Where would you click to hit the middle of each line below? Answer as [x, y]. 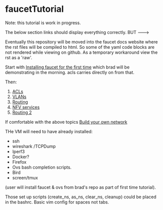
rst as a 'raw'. [19, 57]
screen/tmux [25, 177]
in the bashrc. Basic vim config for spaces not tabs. [57, 202]
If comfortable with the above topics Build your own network [66, 122]
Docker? [21, 157]
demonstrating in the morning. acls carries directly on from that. [70, 72]
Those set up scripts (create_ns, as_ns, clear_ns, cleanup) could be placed [81, 197]
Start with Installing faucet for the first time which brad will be [68, 67]
